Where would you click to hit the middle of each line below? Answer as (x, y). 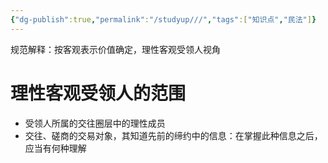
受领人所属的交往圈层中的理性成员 (95, 123)
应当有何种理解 (55, 148)
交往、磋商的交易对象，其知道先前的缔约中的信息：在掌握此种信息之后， (173, 135)
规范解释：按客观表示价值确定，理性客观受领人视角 (115, 49)
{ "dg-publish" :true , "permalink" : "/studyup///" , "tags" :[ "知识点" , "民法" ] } (163, 19)
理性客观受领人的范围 (98, 93)
